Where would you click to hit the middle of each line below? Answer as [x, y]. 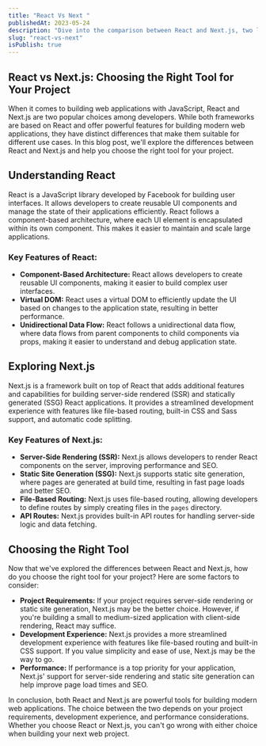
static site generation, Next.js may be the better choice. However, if [129, 609]
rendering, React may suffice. [68, 626]
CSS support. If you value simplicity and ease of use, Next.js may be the [137, 651]
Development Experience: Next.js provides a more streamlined [123, 634]
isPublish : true [35, 45]
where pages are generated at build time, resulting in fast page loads [132, 482]
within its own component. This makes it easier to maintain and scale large [129, 228]
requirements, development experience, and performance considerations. [129, 717]
